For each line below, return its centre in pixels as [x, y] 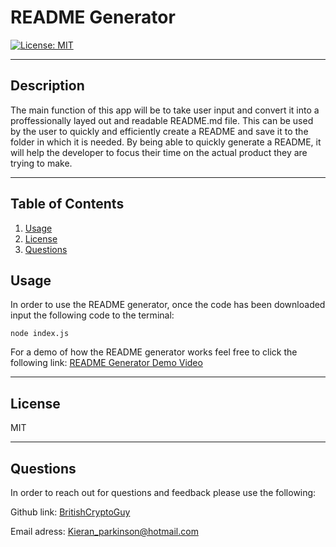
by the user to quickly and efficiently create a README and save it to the [159, 131]
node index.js [40, 334]
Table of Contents [67, 204]
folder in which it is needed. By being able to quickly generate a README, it [166, 142]
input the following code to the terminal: [92, 315]
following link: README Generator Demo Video [106, 363]
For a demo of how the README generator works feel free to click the [154, 352]
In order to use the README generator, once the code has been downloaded [168, 305]
